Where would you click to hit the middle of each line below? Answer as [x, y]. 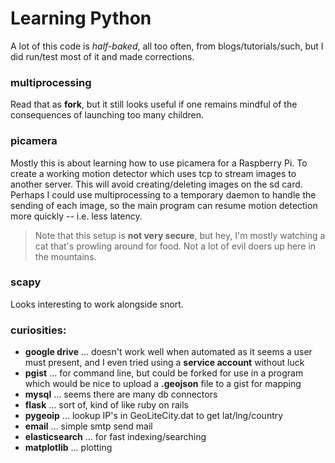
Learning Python [81, 18]
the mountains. [65, 256]
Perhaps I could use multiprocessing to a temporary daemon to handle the [163, 194]
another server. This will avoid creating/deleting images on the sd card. [156, 184]
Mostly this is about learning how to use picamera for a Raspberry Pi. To [159, 163]
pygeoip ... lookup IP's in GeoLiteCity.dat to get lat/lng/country [154, 416]
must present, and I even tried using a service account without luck [164, 363]
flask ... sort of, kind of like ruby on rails [106, 405]
